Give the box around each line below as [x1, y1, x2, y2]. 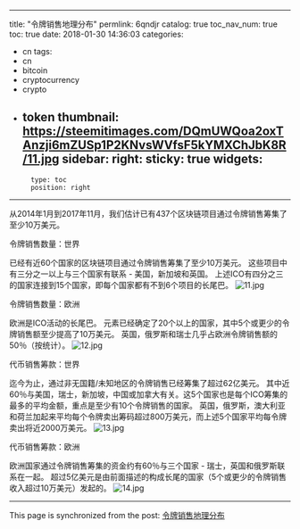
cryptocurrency [21, 75, 80, 85]
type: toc [30, 175, 67, 184]
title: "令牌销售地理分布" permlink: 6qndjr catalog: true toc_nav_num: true [9, 19, 279, 29]
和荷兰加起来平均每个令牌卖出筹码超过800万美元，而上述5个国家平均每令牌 [9, 411, 287, 422]
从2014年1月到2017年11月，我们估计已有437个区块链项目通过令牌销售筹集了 [9, 208, 287, 219]
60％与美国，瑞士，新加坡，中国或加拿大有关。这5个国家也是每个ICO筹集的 [9, 389, 288, 400]
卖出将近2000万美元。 [9, 422, 92, 433]
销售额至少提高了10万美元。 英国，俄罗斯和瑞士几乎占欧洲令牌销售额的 [16, 328, 279, 339]
